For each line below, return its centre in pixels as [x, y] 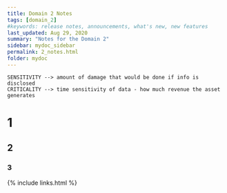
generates [21, 95]
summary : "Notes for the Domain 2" [58, 39]
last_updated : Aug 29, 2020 [48, 33]
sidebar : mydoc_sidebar [41, 45]
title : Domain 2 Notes [40, 13]
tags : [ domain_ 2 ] [32, 20]
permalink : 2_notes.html [43, 52]
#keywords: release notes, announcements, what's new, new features [108, 26]
